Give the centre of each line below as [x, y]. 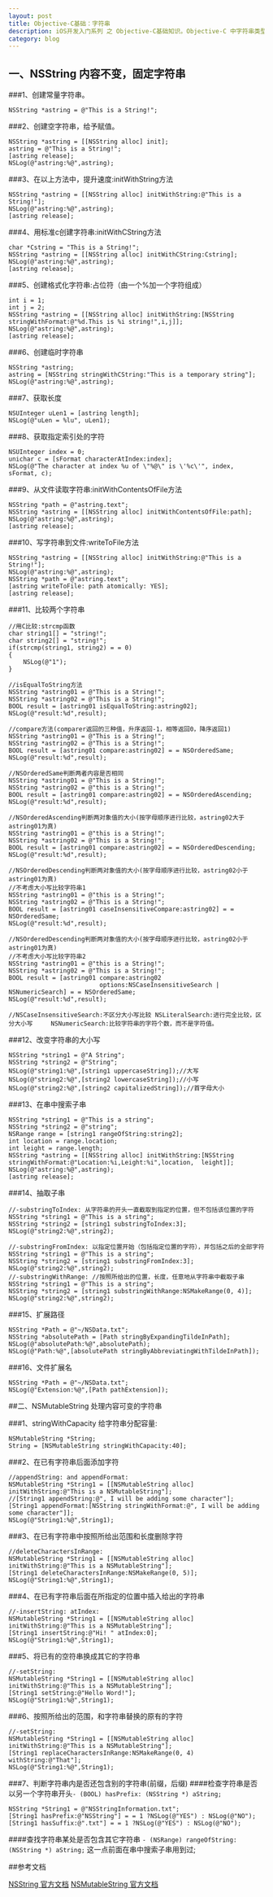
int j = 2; [27, 308]
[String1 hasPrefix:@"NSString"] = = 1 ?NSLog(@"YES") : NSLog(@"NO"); [132, 1816]
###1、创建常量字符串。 [49, 95]
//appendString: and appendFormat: [69, 1478]
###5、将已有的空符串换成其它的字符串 [74, 1656]
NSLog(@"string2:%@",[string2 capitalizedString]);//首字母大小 [117, 1088]
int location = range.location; [63, 1141]
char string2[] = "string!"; [58, 641]
